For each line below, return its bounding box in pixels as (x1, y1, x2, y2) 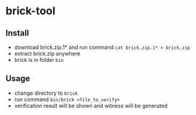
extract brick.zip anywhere (14, 50, 81, 57)
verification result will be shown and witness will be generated (14, 102, 168, 109)
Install (5, 28, 29, 38)
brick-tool (5, 4, 56, 18)
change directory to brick (14, 89, 78, 97)
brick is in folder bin (14, 57, 64, 63)
